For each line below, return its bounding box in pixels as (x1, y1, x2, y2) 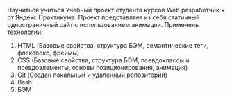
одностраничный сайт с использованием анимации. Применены (7, 21, 200, 28)
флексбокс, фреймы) (17, 48, 80, 57)
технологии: (7, 28, 43, 36)
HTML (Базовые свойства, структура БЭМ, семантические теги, (17, 42, 209, 49)
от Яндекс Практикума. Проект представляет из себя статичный (7, 13, 200, 21)
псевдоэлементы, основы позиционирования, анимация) (17, 64, 188, 71)
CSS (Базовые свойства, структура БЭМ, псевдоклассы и (17, 56, 190, 64)
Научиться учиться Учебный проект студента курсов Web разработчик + (7, 6, 226, 14)
